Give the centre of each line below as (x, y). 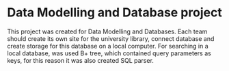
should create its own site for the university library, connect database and (111, 38)
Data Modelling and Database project (114, 13)
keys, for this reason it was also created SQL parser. (80, 60)
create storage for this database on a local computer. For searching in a (108, 46)
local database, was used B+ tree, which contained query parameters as (109, 53)
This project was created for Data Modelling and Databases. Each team (107, 31)
